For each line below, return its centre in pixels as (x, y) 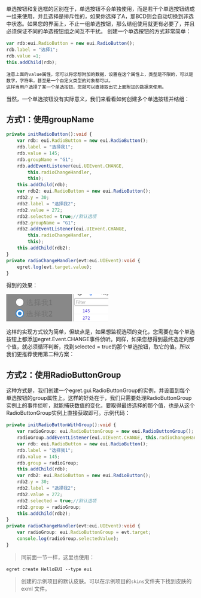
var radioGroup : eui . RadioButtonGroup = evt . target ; (84, 532)
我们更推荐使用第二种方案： (40, 354)
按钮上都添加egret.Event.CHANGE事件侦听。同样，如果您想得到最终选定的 (98, 339)
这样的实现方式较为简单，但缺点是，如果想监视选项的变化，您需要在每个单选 (100, 332)
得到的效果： (22, 286)
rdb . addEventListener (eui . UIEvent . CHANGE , (71, 166)
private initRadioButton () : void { (49, 134)
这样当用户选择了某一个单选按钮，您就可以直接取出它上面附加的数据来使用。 (86, 87)
